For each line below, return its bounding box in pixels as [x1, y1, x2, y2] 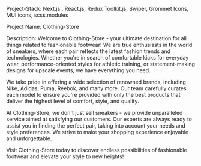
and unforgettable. [6, 135, 52, 142]
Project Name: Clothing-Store [6, 23, 79, 30]
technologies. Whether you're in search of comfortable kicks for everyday [6, 54, 189, 61]
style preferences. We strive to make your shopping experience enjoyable [6, 129, 189, 135]
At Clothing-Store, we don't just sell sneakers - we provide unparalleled [6, 109, 183, 116]
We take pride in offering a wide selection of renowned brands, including [6, 78, 186, 85]
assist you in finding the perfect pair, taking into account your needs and [6, 122, 186, 129]
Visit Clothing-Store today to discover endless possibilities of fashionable [6, 147, 187, 153]
